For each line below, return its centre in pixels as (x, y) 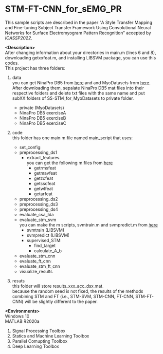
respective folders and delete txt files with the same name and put (78, 93)
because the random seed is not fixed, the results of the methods (78, 291)
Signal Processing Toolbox (39, 331)
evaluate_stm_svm (38, 220)
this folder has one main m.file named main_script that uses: (72, 138)
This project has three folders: (35, 68)
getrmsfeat (45, 168)
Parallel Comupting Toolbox (40, 341)
